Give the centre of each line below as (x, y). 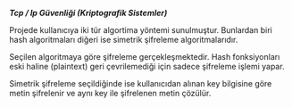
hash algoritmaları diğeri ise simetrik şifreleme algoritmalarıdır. (124, 40)
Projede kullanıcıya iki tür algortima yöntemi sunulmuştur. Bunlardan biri (141, 30)
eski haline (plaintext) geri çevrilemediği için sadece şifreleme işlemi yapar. (147, 66)
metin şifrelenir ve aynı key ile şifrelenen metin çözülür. (110, 93)
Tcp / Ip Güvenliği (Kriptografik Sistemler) (88, 13)
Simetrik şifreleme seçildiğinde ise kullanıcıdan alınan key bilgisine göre (141, 83)
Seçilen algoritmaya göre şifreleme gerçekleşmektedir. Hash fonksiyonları (145, 57)
